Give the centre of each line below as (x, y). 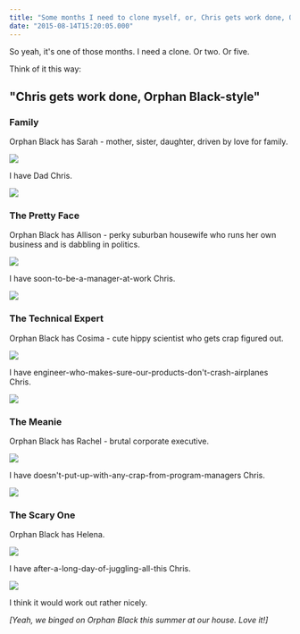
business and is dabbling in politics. (75, 245)
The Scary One (42, 515)
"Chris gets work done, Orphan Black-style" (135, 96)
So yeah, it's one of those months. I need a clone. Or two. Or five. (129, 51)
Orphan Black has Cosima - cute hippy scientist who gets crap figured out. (146, 338)
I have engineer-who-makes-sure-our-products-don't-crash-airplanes (139, 372)
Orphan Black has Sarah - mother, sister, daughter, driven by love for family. (149, 142)
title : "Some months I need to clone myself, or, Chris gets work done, (147, 17)
